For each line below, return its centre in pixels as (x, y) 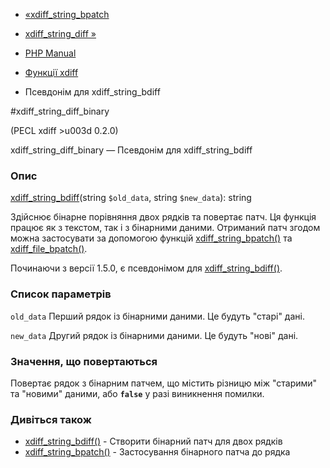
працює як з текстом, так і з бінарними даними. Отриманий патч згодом (165, 228)
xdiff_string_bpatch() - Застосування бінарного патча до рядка (157, 452)
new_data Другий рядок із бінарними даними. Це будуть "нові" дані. (154, 335)
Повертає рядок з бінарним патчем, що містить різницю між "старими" (164, 383)
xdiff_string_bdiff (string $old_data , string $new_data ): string (131, 198)
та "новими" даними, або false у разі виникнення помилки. (137, 393)
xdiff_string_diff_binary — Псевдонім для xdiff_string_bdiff (131, 150)
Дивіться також (51, 419)
